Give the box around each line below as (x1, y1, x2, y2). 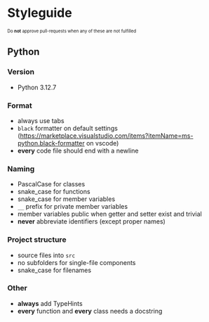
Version (7, 67, 35, 77)
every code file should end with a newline (17, 146, 139, 155)
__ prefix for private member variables (17, 202, 128, 211)
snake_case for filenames (17, 266, 92, 274)
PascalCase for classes (17, 180, 86, 188)
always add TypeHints (17, 299, 83, 307)
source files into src (17, 251, 76, 259)
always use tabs (17, 116, 65, 124)
